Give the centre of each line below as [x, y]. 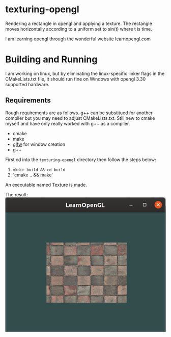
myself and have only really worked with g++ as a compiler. [68, 123]
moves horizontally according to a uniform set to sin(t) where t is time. [79, 29]
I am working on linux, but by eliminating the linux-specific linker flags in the [85, 73]
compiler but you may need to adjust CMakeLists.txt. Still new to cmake [80, 118]
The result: [17, 194]
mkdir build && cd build [39, 170]
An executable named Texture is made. [46, 185]
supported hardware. [27, 84]
